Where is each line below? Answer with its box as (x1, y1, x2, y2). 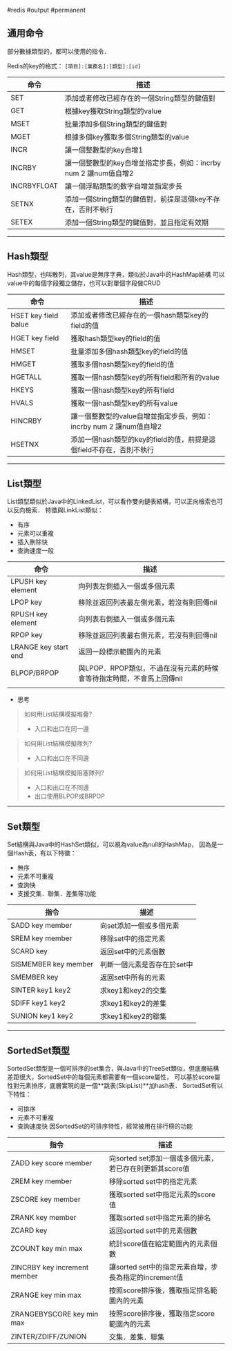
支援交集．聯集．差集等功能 (17, 890, 97, 898)
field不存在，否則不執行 (77, 445, 155, 454)
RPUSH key (10, 610, 48, 619)
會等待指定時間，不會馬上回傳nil (78, 674, 183, 683)
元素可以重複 (17, 529, 54, 538)
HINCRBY (10, 416, 42, 425)
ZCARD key (10, 1225, 48, 1235)
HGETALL (10, 372, 42, 382)
